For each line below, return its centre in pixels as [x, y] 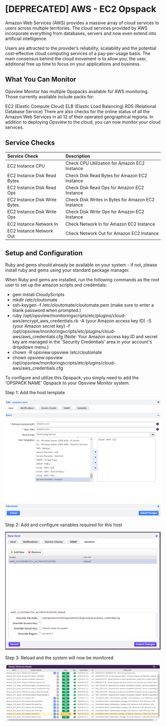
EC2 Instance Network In [33, 224]
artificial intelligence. [26, 39]
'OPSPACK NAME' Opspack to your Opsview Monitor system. [67, 383]
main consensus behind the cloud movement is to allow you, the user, [76, 58]
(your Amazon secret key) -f [41, 326]
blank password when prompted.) [47, 311]
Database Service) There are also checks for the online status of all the [77, 111]
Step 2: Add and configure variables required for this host [64, 525]
